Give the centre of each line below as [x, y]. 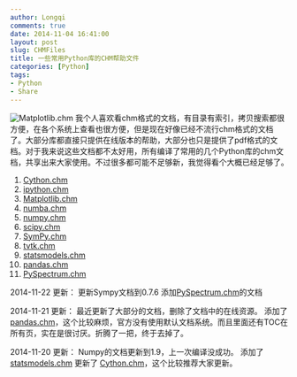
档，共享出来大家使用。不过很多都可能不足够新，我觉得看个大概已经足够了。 [149, 162]
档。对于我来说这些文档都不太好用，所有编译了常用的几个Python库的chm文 [147, 150]
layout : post [34, 42]
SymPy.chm [45, 236]
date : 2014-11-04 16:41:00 [60, 34]
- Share [24, 91]
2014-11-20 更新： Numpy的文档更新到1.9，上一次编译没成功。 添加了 [137, 351]
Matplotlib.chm [50, 198]
